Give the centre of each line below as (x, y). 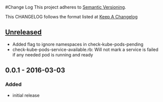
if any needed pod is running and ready (53, 54)
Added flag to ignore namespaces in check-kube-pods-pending (78, 44)
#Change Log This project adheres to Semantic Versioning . (66, 7)
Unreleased (24, 32)
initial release (26, 95)
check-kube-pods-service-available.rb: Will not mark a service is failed (85, 50)
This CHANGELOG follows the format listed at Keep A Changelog (72, 17)
